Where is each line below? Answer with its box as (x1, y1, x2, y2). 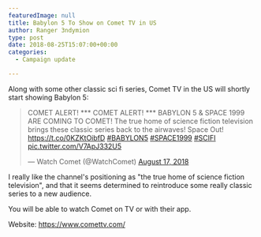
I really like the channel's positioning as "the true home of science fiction (8, 171, 245, 182)
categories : (8, 48, 47, 56)
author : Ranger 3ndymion (8, 26, 90, 34)
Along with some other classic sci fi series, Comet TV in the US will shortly (8, 84, 251, 93)
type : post (8, 33, 44, 42)
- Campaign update (15, 56, 76, 64)
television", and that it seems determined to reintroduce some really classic (8, 180, 252, 190)
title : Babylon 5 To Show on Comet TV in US (8, 19, 157, 27)
